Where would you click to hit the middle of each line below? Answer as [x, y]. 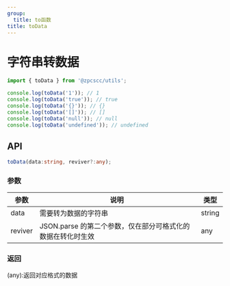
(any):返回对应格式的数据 [42, 275]
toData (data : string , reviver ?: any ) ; [59, 162]
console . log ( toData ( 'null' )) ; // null [62, 118]
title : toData [27, 26]
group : [16, 13]
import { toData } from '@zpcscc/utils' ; [67, 81]
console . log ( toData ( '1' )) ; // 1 [53, 93]
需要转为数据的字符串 [74, 213]
